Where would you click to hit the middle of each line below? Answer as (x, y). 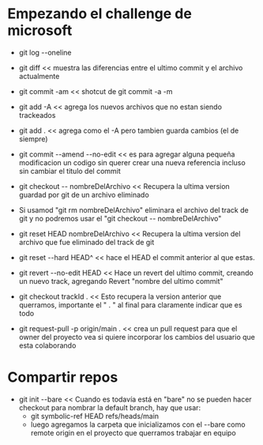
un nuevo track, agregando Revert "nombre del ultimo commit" (121, 281)
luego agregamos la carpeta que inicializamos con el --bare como (138, 424)
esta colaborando (47, 345)
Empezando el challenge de (100, 14)
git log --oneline (45, 52)
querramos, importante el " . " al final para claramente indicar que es (130, 304)
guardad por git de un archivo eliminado (84, 194)
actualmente (39, 76)
